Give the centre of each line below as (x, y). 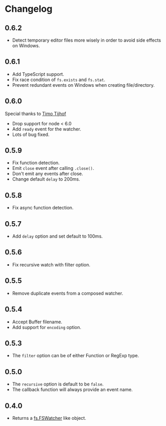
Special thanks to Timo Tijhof (35, 113)
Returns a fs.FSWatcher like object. (49, 418)
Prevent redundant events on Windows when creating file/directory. (84, 85)
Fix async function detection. (43, 208)
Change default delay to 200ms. (46, 179)
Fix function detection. (36, 163)
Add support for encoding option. (46, 327)
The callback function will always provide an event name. (73, 390)
